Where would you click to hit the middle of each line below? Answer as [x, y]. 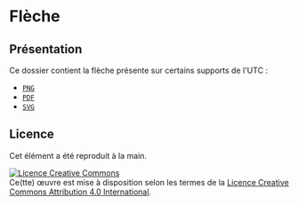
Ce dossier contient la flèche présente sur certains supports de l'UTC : [139, 70]
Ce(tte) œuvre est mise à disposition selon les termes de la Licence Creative [149, 182]
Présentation [46, 49]
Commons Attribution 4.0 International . [81, 192]
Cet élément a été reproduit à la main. [78, 155]
